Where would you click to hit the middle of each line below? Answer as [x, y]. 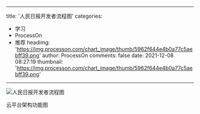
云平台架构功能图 [27, 105]
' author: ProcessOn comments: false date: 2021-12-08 [106, 55]
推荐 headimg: [32, 42]
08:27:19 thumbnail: [39, 62]
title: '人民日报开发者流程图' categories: [54, 16]
